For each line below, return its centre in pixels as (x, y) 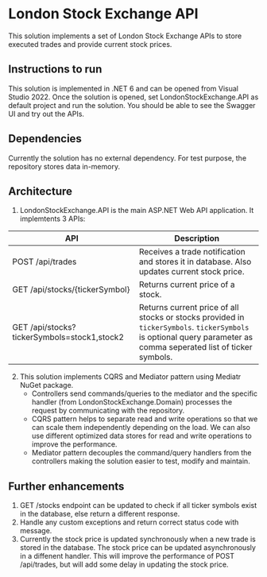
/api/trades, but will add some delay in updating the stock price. (124, 564)
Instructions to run (55, 70)
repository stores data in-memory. (64, 166)
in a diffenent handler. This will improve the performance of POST (127, 556)
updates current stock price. (192, 272)
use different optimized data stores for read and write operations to (141, 436)
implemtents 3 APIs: (52, 219)
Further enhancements (66, 486)
